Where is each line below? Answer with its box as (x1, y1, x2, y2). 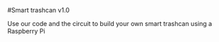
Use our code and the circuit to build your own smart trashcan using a (7, 20, 213, 27)
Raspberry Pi (7, 27, 46, 35)
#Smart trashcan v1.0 (7, 6, 70, 14)
